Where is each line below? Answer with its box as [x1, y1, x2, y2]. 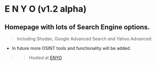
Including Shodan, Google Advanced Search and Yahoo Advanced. [16, 36, 153, 42]
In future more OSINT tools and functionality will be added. [11, 45, 131, 51]
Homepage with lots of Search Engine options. [4, 23, 150, 31]
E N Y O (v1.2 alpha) [4, 3, 87, 15]
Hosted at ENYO [29, 55, 62, 61]
